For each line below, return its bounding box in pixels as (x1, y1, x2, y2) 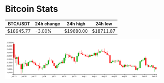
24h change (35, 21, 60, 27)
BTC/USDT (8, 21, 30, 27)
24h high (66, 21, 86, 27)
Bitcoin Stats (5, 3, 58, 15)
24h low (95, 21, 112, 27)
